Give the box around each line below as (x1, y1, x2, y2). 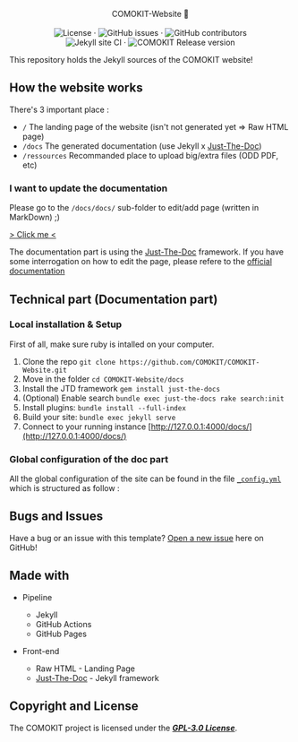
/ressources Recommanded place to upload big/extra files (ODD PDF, (21, 150, 279, 160)
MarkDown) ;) (9, 211, 61, 223)
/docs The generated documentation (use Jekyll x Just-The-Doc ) (21, 140, 262, 151)
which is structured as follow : (9, 483, 120, 494)
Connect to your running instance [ (21, 421, 152, 432)
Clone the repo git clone (21, 356, 116, 367)
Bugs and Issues (9, 509, 104, 524)
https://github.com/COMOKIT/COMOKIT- (119, 358, 260, 367)
